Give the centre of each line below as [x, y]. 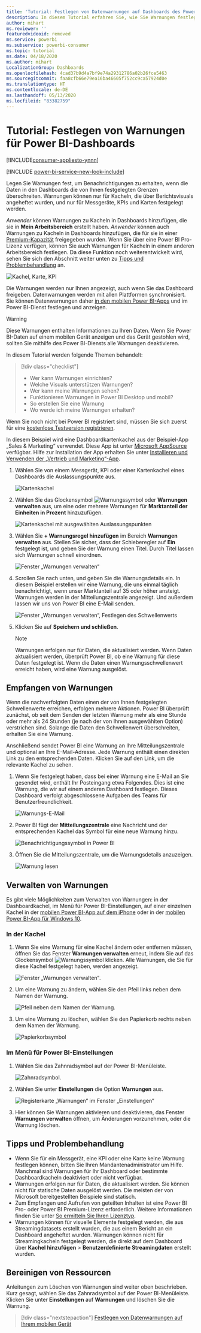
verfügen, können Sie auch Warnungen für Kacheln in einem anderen [109, 246]
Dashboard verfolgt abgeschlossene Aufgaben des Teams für [91, 795]
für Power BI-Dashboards [71, 143]
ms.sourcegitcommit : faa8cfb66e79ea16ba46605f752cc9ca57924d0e [87, 79]
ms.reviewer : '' [26, 28]
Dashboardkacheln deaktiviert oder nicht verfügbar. [79, 1177]
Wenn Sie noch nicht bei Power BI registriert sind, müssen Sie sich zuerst [97, 421]
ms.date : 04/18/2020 [32, 56]
